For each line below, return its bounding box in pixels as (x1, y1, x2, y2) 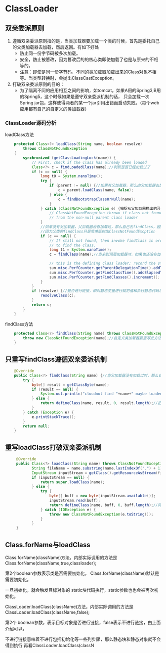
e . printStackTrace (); (31, 414, 77, 420)
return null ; (23, 423, 50, 428)
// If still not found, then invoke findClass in (49, 238, 154, 243)
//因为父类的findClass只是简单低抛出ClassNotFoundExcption (40, 229, 156, 234)
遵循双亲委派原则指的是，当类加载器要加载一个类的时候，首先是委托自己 (12, 38, 160, 44)
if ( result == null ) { (31, 387, 79, 392)
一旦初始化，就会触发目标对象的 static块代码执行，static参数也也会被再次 (5, 587, 154, 593)
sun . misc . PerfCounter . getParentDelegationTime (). (49, 266, 154, 271)
